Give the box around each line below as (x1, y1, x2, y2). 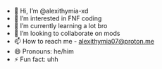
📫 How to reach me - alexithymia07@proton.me (13, 37, 155, 45)
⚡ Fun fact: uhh (13, 55, 58, 63)
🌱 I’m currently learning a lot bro (13, 22, 108, 30)
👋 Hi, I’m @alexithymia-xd (13, 7, 89, 15)
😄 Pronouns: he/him (13, 47, 74, 56)
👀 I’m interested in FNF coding (13, 14, 102, 23)
